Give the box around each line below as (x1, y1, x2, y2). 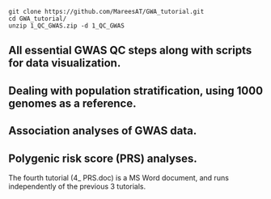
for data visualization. (8, 57, 121, 70)
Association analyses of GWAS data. (8, 124, 197, 138)
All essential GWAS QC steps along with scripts (8, 44, 252, 57)
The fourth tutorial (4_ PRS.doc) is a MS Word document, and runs (8, 172, 229, 182)
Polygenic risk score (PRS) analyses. (8, 151, 198, 165)
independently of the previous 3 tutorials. (8, 181, 146, 191)
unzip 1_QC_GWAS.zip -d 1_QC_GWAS (8, 22, 125, 30)
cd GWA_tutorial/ (8, 15, 67, 23)
